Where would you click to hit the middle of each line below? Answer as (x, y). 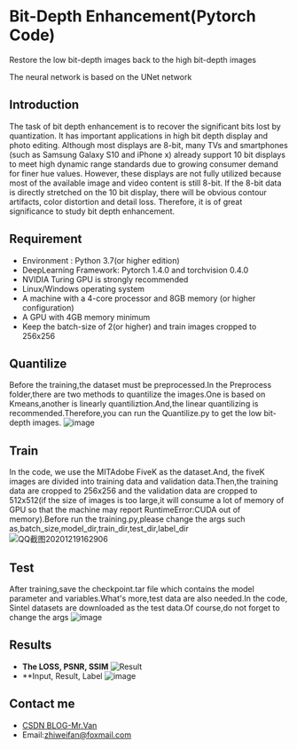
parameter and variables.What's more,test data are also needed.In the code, (148, 598)
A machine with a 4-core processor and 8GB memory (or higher (139, 298)
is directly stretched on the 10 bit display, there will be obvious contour (138, 192)
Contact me (42, 704)
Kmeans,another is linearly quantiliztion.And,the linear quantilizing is (134, 404)
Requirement (46, 239)
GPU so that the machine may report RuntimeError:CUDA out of (125, 510)
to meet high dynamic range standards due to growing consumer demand (144, 164)
